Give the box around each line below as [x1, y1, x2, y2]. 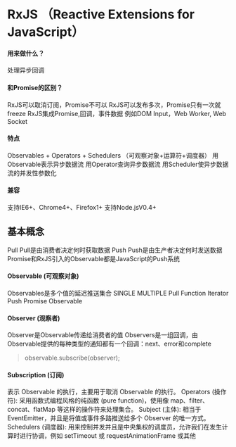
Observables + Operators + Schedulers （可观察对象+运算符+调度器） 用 [7, 151, 219, 159]
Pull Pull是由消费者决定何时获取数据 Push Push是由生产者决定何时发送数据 [7, 246, 223, 254]
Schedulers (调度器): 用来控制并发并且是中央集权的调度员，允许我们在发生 [7, 423, 223, 432]
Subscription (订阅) [7, 370, 65, 379]
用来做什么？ [7, 49, 44, 57]
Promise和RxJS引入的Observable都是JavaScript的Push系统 [7, 254, 181, 263]
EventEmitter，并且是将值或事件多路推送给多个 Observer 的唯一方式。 [7, 414, 210, 422]
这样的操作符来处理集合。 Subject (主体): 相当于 [63, 405, 202, 414]
